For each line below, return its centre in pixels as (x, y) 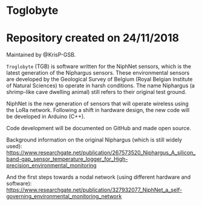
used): (14, 146)
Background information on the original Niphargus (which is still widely (94, 140)
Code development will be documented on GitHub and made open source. (99, 128)
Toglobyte (32, 11)
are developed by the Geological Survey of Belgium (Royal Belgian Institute (99, 80)
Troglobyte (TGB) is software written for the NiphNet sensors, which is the (99, 66)
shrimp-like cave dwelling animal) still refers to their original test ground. (96, 92)
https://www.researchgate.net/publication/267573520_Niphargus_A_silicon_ (101, 153)
